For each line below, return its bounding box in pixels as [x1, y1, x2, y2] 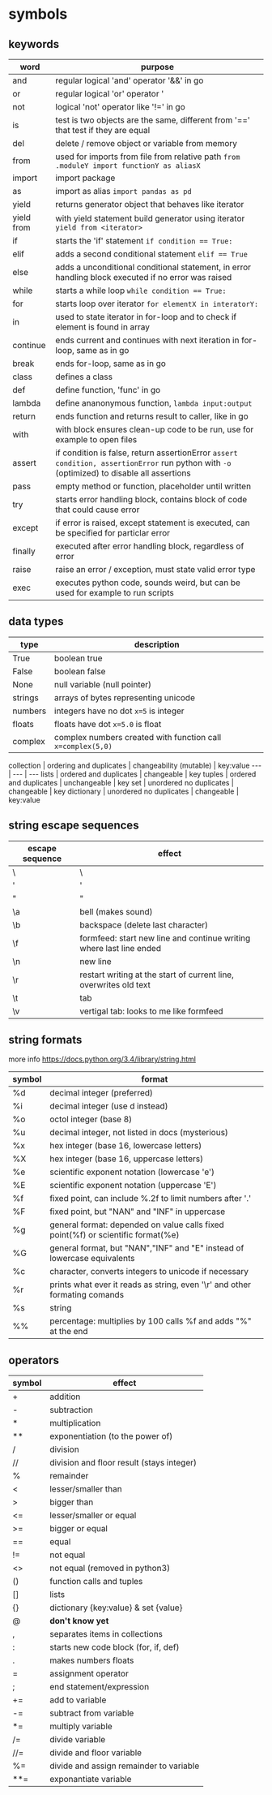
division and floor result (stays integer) [49, 1457, 197, 1469]
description [134, 639, 180, 650]
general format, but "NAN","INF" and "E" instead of [49, 1242, 244, 1254]
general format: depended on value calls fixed [49, 1219, 224, 1230]
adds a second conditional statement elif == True [55, 248, 249, 260]
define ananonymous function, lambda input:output [55, 398, 253, 408]
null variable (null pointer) [53, 678, 152, 690]
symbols [8, 5, 68, 24]
